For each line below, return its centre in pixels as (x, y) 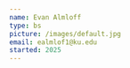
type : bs (25, 26)
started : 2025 (36, 50)
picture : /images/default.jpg (65, 34)
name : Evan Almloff (45, 17)
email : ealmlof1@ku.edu (53, 42)
